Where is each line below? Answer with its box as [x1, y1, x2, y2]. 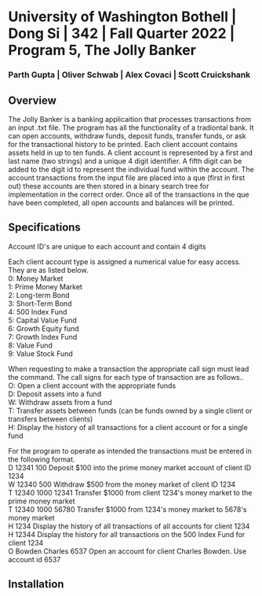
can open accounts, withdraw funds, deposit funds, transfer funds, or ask [8, 131, 246, 141]
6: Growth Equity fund [8, 323, 80, 333]
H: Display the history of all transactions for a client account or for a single [8, 422, 249, 432]
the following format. [8, 454, 76, 464]
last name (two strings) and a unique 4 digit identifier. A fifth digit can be [8, 156, 242, 165]
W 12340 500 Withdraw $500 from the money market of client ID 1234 [8, 480, 236, 489]
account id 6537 [8, 554, 61, 564]
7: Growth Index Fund [8, 332, 78, 341]
